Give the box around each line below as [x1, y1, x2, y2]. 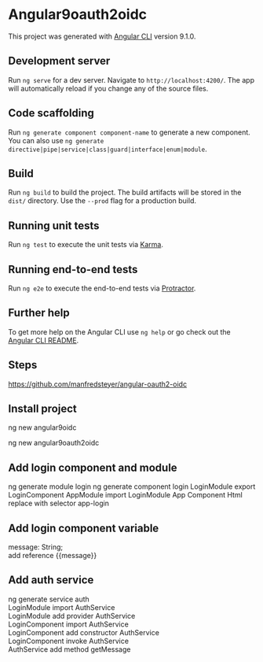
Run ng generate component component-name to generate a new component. [8, 128, 251, 137]
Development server [8, 54, 111, 68]
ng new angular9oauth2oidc [8, 438, 100, 448]
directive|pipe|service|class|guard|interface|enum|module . [8, 144, 207, 153]
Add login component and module [8, 460, 178, 474]
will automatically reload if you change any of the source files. [8, 83, 209, 93]
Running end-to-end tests [8, 262, 138, 276]
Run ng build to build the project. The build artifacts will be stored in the [8, 187, 242, 198]
